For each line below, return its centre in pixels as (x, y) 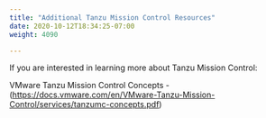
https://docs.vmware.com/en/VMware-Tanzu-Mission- (114, 95)
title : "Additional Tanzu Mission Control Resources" (113, 18)
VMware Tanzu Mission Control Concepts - (89, 86)
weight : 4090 (34, 34)
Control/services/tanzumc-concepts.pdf (84, 104)
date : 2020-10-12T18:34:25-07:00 (72, 26)
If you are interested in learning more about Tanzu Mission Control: (133, 68)
